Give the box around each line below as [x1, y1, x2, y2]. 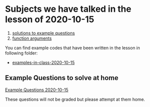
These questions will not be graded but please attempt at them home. [5, 96, 145, 102]
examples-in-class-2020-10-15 [12, 59, 75, 65]
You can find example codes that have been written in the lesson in [5, 45, 140, 51]
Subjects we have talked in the [5, 3, 131, 15]
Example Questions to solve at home [5, 74, 119, 82]
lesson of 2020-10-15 [5, 14, 94, 25]
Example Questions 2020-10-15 [5, 87, 68, 93]
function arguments [12, 35, 52, 41]
